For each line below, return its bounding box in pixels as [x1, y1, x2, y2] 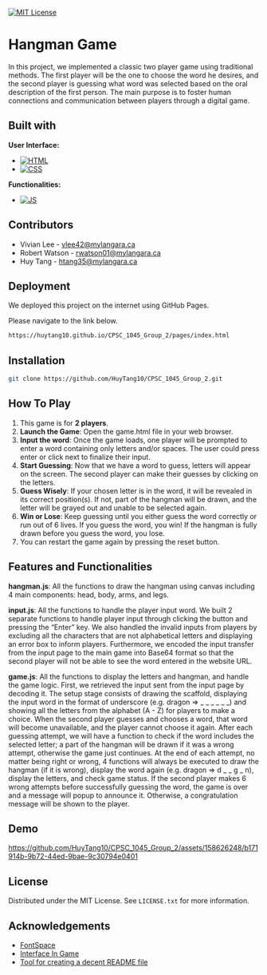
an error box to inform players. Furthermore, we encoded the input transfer [8, 639, 254, 648]
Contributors [8, 218, 74, 232]
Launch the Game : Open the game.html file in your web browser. [19, 426, 234, 436]
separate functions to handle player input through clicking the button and [8, 613, 249, 623]
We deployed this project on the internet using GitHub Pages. [8, 300, 210, 311]
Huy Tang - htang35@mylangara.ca [19, 256, 138, 266]
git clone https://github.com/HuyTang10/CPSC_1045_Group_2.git [8, 375, 223, 383]
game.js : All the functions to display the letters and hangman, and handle [8, 672, 249, 681]
